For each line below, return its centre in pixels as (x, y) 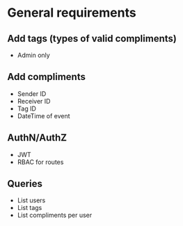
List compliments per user (55, 215)
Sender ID (32, 94)
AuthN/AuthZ (37, 138)
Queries (25, 184)
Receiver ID (34, 101)
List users (31, 200)
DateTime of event (44, 115)
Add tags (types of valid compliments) (92, 39)
